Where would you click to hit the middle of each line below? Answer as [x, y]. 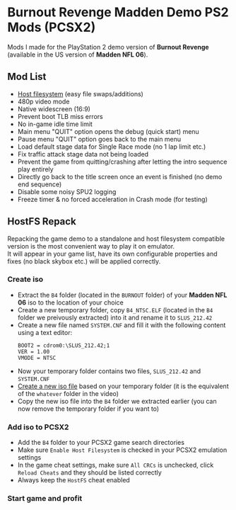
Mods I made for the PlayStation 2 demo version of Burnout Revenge [108, 47]
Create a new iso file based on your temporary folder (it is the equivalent [123, 386]
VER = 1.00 [34, 351]
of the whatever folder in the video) [68, 393]
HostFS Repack [42, 221]
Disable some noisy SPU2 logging [67, 191]
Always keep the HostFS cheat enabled [74, 480]
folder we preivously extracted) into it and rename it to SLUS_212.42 [115, 317]
